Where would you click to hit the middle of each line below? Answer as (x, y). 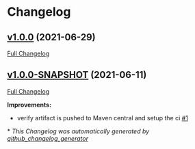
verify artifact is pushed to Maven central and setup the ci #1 (102, 118)
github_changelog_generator (48, 138)
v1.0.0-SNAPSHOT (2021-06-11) (77, 75)
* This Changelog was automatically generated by (78, 131)
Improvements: (29, 105)
